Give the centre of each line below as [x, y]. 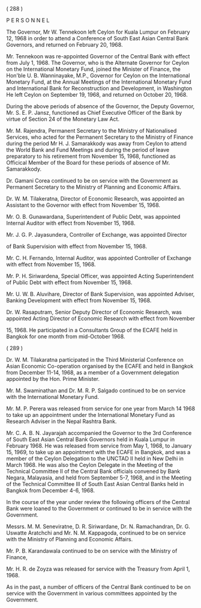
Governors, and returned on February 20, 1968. [64, 45]
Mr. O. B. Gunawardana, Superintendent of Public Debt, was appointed [93, 217]
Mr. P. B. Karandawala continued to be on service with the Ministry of [92, 551]
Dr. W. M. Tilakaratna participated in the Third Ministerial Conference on [95, 360]
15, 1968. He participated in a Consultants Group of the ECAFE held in [92, 330]
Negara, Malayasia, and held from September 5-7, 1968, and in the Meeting [99, 478]
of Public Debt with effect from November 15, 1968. [69, 282]
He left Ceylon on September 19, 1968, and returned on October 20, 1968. [97, 95]
